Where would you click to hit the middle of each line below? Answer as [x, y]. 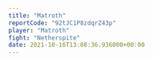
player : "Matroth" [39, 30]
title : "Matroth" [37, 15]
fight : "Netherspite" [44, 38]
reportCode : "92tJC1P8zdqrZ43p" [62, 23]
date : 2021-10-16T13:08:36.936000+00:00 [77, 45]
